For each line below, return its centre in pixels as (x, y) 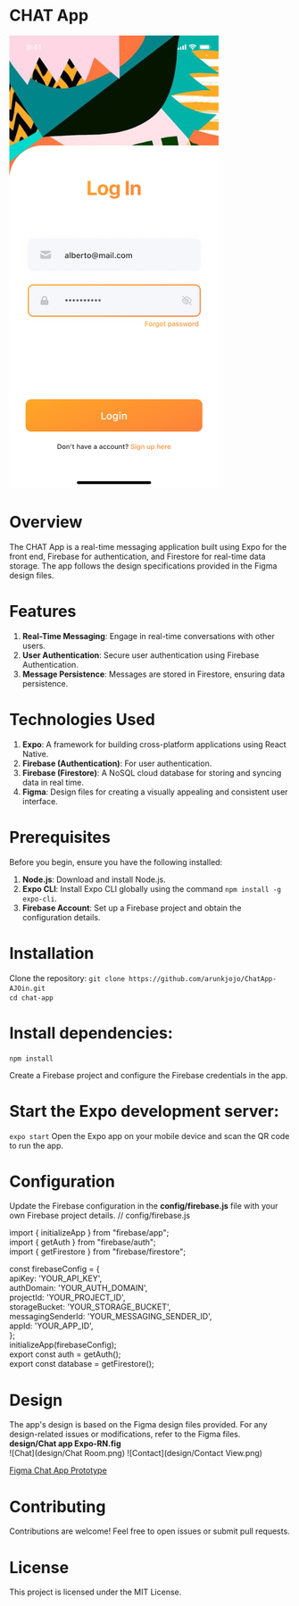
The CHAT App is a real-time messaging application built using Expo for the (148, 546)
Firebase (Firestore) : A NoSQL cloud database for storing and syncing (152, 772)
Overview (46, 522)
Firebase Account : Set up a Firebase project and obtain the (132, 908)
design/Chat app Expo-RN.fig (65, 1444)
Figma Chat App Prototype (58, 1470)
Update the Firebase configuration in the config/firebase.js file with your (144, 1206)
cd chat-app (31, 998)
